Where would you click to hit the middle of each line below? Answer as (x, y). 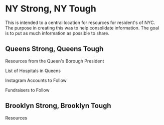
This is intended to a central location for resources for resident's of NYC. (80, 22)
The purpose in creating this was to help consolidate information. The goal (82, 27)
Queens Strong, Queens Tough (54, 49)
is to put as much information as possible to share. (57, 33)
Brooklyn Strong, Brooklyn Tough (58, 106)
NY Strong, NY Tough (51, 9)
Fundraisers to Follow (27, 90)
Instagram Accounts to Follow (36, 80)
